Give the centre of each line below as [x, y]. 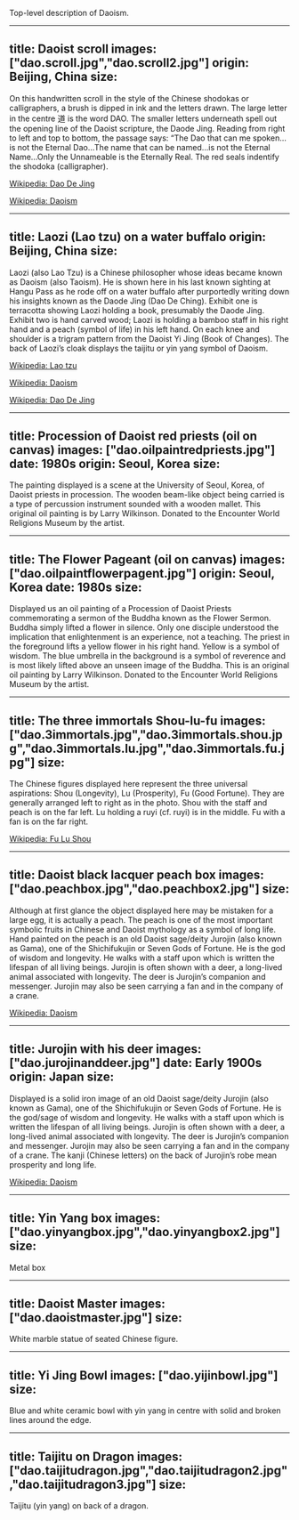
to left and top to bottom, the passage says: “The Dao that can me [130, 138]
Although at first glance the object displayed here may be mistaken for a [141, 910]
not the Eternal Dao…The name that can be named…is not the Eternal [144, 147]
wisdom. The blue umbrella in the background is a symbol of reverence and [148, 656]
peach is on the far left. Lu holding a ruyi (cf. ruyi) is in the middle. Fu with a [147, 813]
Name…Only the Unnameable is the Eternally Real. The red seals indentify [145, 157]
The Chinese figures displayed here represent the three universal [129, 784]
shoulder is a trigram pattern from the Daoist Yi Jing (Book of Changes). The [149, 338]
